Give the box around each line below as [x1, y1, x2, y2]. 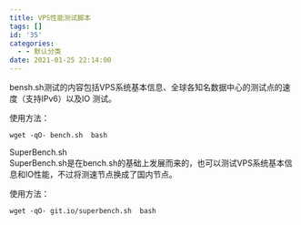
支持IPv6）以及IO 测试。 [25, 93, 116, 104]
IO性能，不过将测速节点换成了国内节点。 [25, 169, 177, 179]
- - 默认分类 [17, 47, 62, 56]
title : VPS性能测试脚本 [9, 13, 91, 23]
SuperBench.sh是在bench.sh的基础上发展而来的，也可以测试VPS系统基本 [9, 158, 285, 169]
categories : [9, 38, 55, 48]
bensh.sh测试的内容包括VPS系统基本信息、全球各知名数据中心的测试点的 [9, 82, 283, 92]
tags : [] [9, 22, 43, 31]
